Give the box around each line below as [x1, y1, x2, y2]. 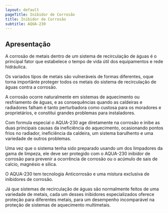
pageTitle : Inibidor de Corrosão [5, 12, 75, 17]
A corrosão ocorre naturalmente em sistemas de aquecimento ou [5, 94, 140, 100]
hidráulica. [5, 64, 27, 70]
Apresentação [5, 40, 51, 48]
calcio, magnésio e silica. [5, 161, 58, 167]
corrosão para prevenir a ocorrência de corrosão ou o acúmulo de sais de [5, 156, 158, 162]
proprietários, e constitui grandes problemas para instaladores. [5, 110, 135, 116]
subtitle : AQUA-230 [5, 21, 46, 27]
